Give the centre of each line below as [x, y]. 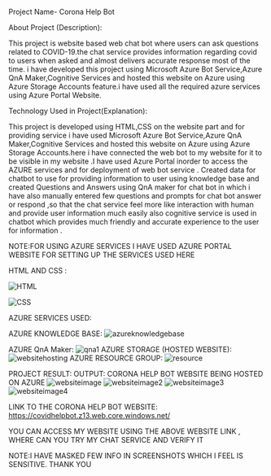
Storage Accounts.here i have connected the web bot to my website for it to [135, 153]
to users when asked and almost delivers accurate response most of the [129, 61]
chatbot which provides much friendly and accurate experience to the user [134, 222]
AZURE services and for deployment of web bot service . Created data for [132, 170]
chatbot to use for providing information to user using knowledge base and [134, 179]
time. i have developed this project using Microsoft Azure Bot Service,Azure [135, 69]
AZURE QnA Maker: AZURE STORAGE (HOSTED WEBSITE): [120, 349]
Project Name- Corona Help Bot [62, 12]
